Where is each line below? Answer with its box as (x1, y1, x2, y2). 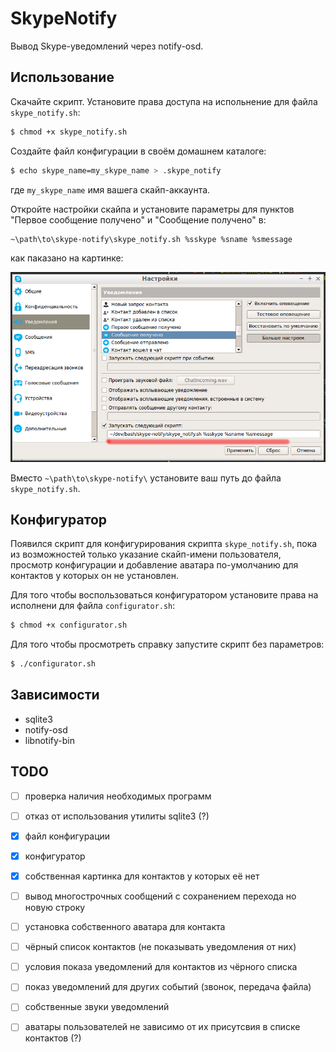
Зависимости (10, 687, 100, 704)
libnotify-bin (24, 734, 75, 746)
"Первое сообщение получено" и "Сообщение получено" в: (10, 213, 267, 226)
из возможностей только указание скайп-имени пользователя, (10, 548, 282, 561)
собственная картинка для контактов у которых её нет (24, 870, 260, 882)
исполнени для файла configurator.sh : (10, 600, 176, 612)
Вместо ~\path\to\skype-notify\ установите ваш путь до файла (10, 472, 282, 484)
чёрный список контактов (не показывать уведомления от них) (24, 941, 297, 953)
